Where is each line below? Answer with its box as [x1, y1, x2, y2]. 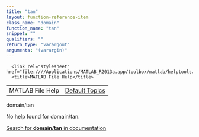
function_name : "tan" [6, 25, 60, 31]
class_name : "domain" [6, 20, 60, 26]
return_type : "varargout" [6, 42, 70, 48]
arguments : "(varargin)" [6, 47, 68, 53]
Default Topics [65, 86, 105, 94]
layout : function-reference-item [6, 14, 89, 20]
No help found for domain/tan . [6, 113, 80, 120]
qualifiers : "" [6, 36, 44, 42]
